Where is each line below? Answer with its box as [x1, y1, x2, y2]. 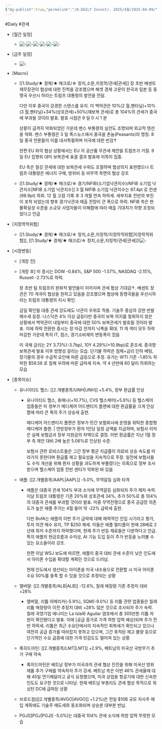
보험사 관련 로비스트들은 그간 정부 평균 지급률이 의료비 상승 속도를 [26, 448, 151, 454]
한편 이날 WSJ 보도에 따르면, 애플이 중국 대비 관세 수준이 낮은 [26, 550, 143, 556]
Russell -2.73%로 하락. [19, 274, 64, 280]
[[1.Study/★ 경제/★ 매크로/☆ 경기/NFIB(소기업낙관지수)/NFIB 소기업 [19, 180, 151, 186]
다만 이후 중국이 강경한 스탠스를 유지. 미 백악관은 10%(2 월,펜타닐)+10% [19, 102, 156, 108]
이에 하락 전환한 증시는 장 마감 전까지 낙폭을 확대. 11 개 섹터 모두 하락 [26, 325, 155, 331]
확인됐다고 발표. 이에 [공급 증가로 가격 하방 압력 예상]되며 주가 [35, 616, 152, 622]
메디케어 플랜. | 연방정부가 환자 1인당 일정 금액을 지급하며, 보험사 [26, 425, 148, 431]
